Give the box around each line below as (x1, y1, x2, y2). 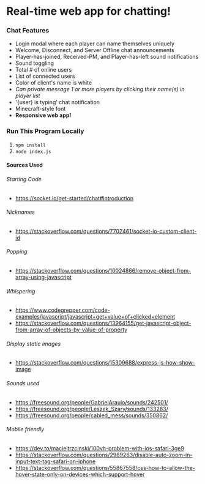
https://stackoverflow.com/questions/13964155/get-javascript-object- (15, 320, 192, 327)
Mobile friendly (6, 426, 45, 433)
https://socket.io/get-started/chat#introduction (15, 194, 133, 202)
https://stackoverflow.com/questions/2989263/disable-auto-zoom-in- (15, 451, 193, 458)
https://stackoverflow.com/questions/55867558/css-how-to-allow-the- (15, 464, 196, 471)
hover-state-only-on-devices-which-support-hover (15, 471, 145, 478)
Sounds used (6, 379, 40, 387)
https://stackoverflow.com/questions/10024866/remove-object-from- (15, 267, 192, 274)
